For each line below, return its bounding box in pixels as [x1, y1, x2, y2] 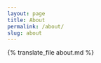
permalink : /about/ [7, 23, 65, 30]
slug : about [7, 29, 42, 37]
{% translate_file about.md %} [7, 48, 95, 57]
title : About [7, 17, 46, 24]
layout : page [7, 10, 46, 17]
